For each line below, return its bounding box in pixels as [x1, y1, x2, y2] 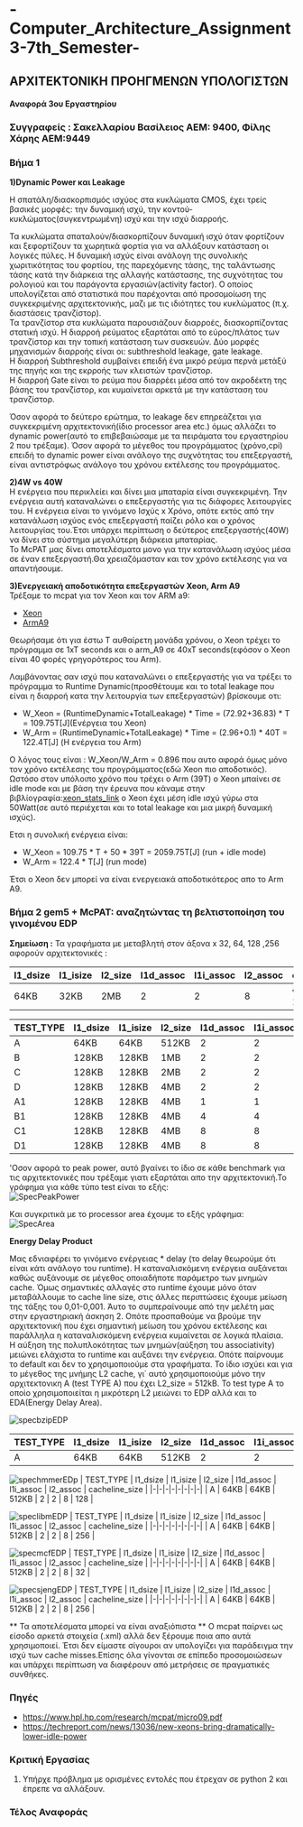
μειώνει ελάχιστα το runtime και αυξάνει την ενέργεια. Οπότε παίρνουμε [9, 1349, 284, 1360]
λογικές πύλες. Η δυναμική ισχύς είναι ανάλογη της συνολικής [9, 250, 248, 261]
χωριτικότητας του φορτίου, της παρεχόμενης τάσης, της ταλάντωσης [9, 260, 276, 271]
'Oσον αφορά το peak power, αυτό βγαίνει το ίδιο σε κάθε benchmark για [9, 1162, 286, 1173]
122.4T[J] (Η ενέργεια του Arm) [22, 737, 142, 748]
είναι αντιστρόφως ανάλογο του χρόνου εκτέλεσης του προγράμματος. [9, 459, 280, 470]
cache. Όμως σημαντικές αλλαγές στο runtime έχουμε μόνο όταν [9, 1281, 257, 1293]
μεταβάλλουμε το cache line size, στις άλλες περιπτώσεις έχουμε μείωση [9, 1291, 288, 1302]
